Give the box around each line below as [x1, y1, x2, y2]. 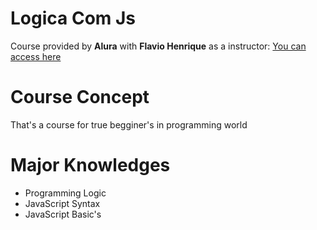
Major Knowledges [10, 154, 171, 177]
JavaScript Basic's [24, 208, 102, 220]
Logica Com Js [10, 7, 137, 30]
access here [10, 50, 62, 62]
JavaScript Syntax [24, 197, 101, 209]
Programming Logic [24, 187, 107, 199]
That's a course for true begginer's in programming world [10, 118, 248, 131]
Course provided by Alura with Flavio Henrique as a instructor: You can [10, 40, 307, 52]
